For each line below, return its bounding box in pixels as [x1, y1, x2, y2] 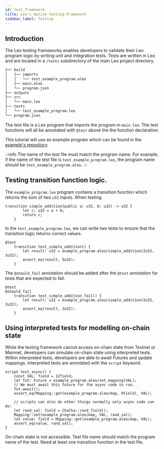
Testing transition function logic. [5, 176, 107, 185]
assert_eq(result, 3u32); [23, 306, 76, 311]
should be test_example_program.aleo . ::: [5, 161, 87, 167]
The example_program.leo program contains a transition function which [5, 189, 148, 195]
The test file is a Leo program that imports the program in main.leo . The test [5, 122, 158, 128]
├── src [5, 95, 21, 100]
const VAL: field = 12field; [14, 374, 73, 379]
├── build [5, 67, 25, 73]
